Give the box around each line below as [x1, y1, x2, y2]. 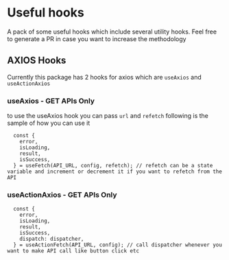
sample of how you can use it [7, 119, 91, 128]
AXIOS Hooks [7, 55, 67, 67]
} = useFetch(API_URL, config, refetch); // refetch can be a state [13, 163, 213, 169]
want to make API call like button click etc [7, 248, 139, 255]
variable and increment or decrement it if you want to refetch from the [7, 168, 223, 176]
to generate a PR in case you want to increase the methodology [7, 34, 186, 43]
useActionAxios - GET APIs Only [7, 190, 118, 200]
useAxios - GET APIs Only [7, 96, 95, 106]
